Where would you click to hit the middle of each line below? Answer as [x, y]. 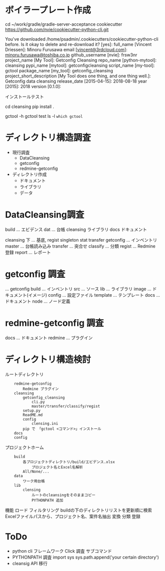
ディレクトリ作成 [29, 174]
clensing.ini [45, 423]
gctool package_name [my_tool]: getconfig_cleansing [59, 70]
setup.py [32, 411]
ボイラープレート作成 [48, 10]
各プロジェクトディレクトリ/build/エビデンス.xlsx [69, 462]
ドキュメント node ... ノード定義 [38, 301]
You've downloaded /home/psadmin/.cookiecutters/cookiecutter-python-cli [82, 39]
